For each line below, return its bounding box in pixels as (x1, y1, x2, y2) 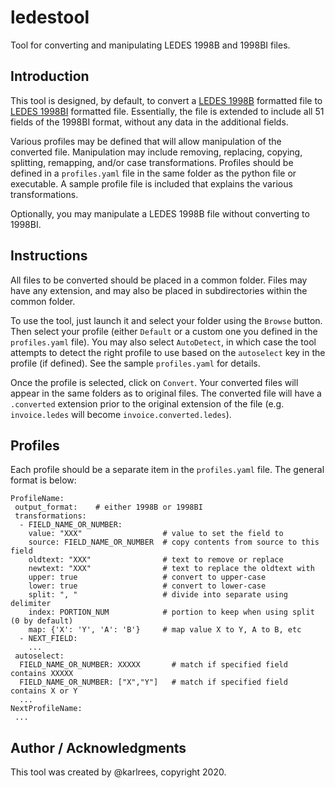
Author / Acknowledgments (10, 739, 187, 756)
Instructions (10, 247, 88, 265)
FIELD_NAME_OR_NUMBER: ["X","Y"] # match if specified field (19, 677, 288, 688)
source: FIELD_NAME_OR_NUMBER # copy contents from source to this (28, 537, 320, 548)
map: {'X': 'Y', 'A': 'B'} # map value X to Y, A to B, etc (28, 625, 302, 635)
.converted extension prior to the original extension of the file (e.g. (10, 397, 285, 410)
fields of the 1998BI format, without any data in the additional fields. (10, 116, 289, 128)
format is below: (10, 474, 77, 486)
